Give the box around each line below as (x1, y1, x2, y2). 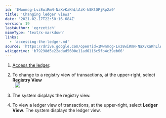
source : (5, 44, 21, 49)
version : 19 (5, 21, 30, 26)
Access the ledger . (12, 62, 51, 68)
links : (5, 35, 19, 40)
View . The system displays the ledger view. (12, 107, 101, 113)
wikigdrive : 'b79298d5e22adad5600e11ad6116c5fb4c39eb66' (5, 48, 125, 53)
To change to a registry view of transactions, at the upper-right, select (12, 72, 156, 78)
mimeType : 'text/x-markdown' (5, 30, 65, 35)
